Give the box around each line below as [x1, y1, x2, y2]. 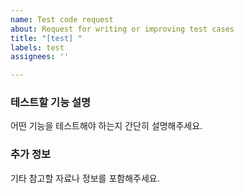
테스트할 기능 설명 [10, 96, 92, 110]
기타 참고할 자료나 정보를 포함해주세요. [10, 172, 160, 184]
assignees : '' [10, 52, 70, 62]
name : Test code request [10, 14, 114, 25]
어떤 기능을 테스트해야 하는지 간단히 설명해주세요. [10, 120, 203, 132]
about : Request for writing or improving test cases [10, 24, 235, 34]
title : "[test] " [10, 33, 83, 43]
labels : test [10, 42, 65, 53]
